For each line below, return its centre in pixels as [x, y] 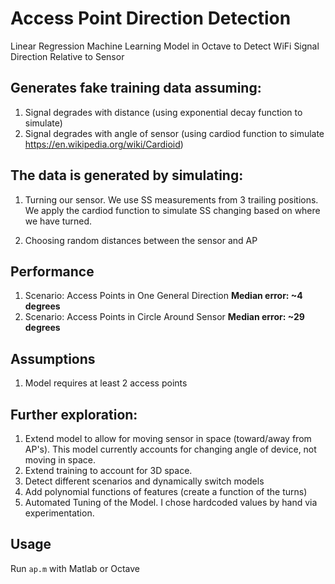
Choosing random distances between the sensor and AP [141, 240]
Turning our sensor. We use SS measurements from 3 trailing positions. [171, 199]
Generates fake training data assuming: [136, 88]
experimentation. [59, 513]
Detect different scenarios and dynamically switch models [144, 481]
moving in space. [60, 460]
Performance [52, 271]
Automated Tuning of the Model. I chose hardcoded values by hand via [171, 502]
